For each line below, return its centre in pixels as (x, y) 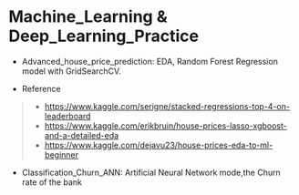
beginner (62, 154)
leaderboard (67, 116)
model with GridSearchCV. (72, 71)
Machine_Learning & (88, 17)
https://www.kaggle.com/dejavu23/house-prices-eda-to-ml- (159, 145)
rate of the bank (52, 182)
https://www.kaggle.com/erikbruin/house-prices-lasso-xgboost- (166, 126)
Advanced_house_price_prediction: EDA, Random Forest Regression (150, 61)
